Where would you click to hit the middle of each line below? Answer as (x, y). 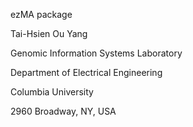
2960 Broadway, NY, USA (63, 111)
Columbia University (52, 92)
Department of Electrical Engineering (86, 72)
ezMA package (41, 14)
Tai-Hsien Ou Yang (49, 33)
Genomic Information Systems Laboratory (96, 53)
